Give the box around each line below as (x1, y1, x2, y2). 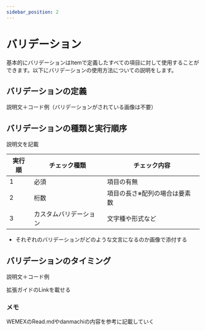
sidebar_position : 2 (6, 9, 59, 15)
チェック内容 (133, 161, 170, 170)
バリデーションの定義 (6, 86, 87, 96)
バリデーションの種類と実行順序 (6, 123, 128, 134)
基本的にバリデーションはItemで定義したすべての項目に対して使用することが (6, 59, 199, 66)
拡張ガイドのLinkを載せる (6, 286, 71, 293)
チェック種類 (48, 161, 86, 170)
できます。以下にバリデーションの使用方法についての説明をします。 (6, 66, 177, 74)
